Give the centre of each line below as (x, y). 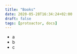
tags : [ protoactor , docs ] (31, 23)
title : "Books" (20, 9)
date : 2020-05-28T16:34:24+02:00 (39, 14)
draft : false (18, 18)
